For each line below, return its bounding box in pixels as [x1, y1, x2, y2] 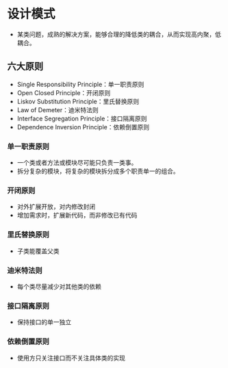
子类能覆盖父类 [16, 247, 60, 255]
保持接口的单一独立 [16, 318, 72, 326]
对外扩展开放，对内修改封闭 [16, 202, 96, 211]
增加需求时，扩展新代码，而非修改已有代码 [16, 211, 138, 220]
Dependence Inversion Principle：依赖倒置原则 [16, 122, 149, 131]
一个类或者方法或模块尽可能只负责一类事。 [16, 159, 138, 167]
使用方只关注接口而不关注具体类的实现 [16, 354, 125, 362]
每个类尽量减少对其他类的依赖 [16, 282, 101, 291]
